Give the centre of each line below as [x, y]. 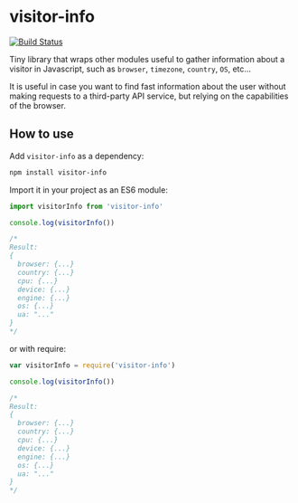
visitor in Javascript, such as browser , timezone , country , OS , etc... [130, 69]
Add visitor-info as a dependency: [77, 156]
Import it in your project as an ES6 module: [89, 190]
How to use [42, 134]
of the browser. [37, 105]
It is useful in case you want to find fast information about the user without [148, 86]
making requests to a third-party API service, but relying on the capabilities [149, 96]
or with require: [37, 348]
